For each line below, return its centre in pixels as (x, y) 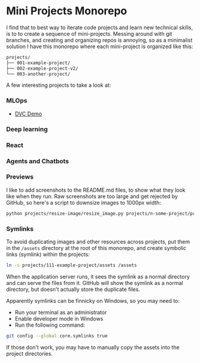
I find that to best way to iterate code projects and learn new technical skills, (100, 27)
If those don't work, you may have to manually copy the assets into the (93, 347)
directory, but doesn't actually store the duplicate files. (73, 289)
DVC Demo (28, 114)
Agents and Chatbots (38, 161)
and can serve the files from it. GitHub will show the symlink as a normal (95, 283)
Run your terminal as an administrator (61, 312)
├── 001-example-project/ (38, 63)
